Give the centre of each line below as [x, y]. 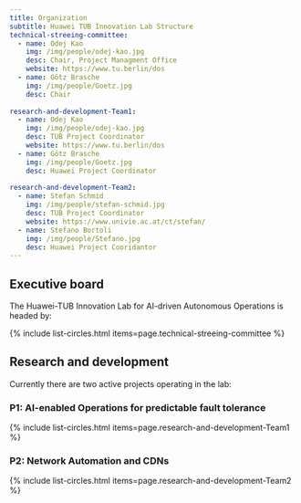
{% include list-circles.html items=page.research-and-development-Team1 [150, 428]
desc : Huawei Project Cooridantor [91, 247]
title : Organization [49, 18]
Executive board [57, 284]
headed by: [31, 316]
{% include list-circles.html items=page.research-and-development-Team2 [150, 481]
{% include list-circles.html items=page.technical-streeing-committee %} [147, 333]
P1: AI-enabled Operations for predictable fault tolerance [138, 407]
